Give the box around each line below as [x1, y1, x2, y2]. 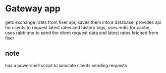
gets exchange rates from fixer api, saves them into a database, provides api [5, 19, 162, 25]
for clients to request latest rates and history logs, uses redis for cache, [5, 24, 151, 30]
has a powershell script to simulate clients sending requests [5, 62, 127, 68]
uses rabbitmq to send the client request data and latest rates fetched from [5, 30, 159, 36]
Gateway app [5, 3, 61, 14]
